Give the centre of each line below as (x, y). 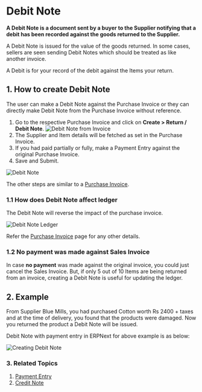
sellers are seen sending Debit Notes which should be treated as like (91, 52)
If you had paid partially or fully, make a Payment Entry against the (97, 148)
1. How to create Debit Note (58, 90)
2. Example (28, 297)
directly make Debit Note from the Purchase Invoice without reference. (94, 111)
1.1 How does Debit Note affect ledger (62, 199)
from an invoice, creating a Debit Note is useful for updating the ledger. (94, 278)
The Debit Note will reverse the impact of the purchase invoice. (85, 213)
